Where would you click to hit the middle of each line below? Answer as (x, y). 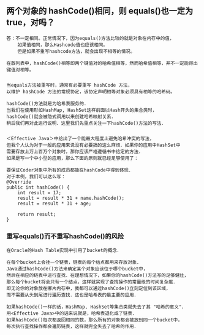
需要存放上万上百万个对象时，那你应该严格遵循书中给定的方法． (75, 152)
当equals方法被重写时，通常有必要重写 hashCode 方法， (70, 85)
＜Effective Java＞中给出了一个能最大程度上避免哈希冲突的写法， (80, 138)
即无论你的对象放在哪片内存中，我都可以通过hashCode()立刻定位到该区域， (89, 288)
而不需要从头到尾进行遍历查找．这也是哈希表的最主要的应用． (73, 295)
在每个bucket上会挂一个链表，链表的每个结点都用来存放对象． (74, 262)
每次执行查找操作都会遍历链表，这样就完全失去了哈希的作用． (73, 326)
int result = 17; (40, 192)
